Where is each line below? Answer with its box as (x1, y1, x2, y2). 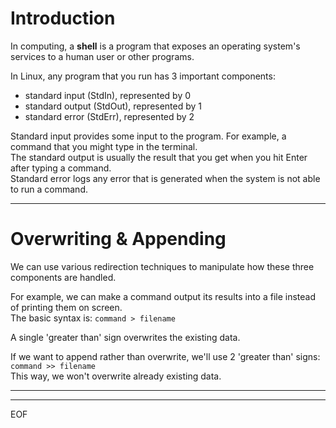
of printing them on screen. (10, 301, 123, 313)
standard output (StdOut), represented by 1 (24, 100, 203, 112)
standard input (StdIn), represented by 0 (24, 89, 192, 101)
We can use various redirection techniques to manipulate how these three (10, 260, 315, 272)
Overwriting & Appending (10, 228, 227, 251)
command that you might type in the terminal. (10, 140, 198, 152)
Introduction (10, 7, 116, 30)
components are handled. (10, 271, 117, 283)
